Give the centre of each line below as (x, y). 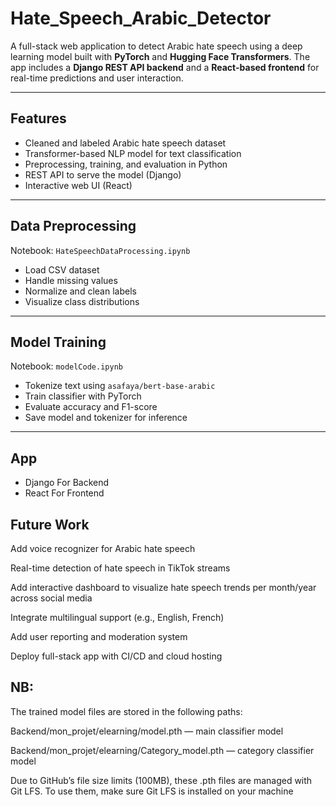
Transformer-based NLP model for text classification (133, 153)
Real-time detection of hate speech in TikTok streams (120, 568)
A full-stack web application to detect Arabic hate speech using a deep (156, 46)
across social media (51, 598)
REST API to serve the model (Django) (103, 174)
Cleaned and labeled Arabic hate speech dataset (125, 143)
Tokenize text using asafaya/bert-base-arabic (120, 386)
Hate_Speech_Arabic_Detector (141, 18)
